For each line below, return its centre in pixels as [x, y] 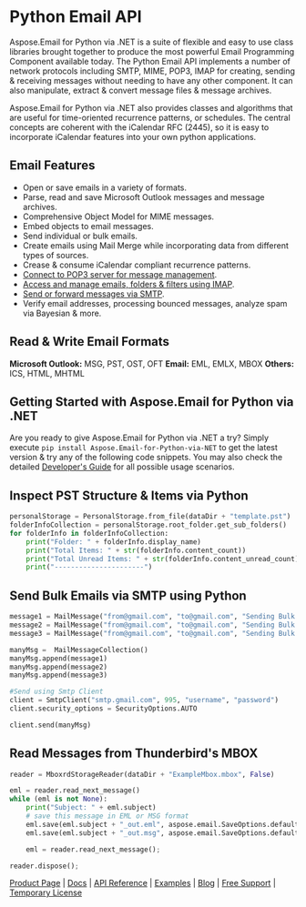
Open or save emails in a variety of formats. [105, 187]
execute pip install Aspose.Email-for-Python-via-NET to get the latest [143, 448]
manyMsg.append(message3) [58, 675]
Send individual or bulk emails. [80, 236]
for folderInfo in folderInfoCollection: [89, 533]
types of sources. [56, 255]
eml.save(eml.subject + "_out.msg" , [96, 833]
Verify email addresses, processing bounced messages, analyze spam [155, 303]
